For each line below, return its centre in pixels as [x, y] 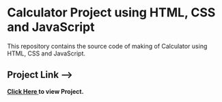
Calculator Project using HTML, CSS [111, 13]
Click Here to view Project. [45, 91]
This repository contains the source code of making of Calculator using [107, 46]
